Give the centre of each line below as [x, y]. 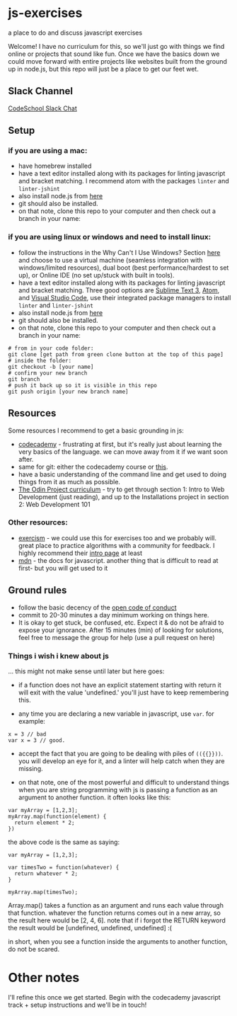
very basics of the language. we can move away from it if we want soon [123, 452]
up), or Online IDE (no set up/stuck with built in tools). [96, 275]
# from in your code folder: [51, 348]
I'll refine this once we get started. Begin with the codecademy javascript [115, 997]
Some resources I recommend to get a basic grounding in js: [96, 430]
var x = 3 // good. [37, 740]
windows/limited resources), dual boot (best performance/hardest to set [123, 268]
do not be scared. [34, 949]
